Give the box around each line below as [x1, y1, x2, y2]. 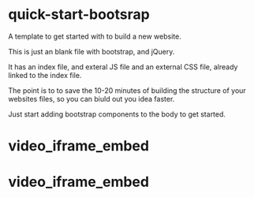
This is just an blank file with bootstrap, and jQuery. [8, 46, 175, 56]
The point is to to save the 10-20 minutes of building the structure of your [8, 85, 246, 95]
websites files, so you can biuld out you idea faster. [8, 94, 175, 103]
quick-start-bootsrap [8, 6, 150, 24]
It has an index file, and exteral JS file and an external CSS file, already [8, 61, 238, 72]
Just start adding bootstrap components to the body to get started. [8, 109, 226, 119]
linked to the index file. [8, 70, 82, 80]
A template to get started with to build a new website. [8, 32, 181, 41]
